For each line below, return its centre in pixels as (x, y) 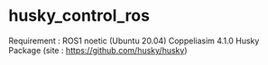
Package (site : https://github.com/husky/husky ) (98, 50)
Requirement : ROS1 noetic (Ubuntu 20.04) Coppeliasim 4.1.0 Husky (134, 41)
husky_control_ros (79, 16)
